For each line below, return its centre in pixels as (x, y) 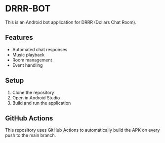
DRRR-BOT (28, 9)
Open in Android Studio (36, 98)
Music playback (28, 55)
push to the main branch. (31, 135)
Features (19, 38)
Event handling (27, 65)
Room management (32, 60)
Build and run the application (41, 103)
